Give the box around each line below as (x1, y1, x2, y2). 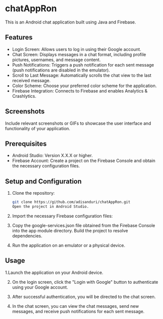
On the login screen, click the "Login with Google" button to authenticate (12, 279, 159, 285)
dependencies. (12, 233, 42, 239)
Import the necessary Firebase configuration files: (12, 213, 113, 219)
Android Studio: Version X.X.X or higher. (12, 153, 93, 159)
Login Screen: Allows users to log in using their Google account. (12, 46, 142, 52)
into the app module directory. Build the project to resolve (12, 228, 128, 233)
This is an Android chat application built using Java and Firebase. (5, 19, 136, 25)
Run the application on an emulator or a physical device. (12, 242, 125, 248)
